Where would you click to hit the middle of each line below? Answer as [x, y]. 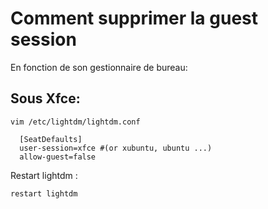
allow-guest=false [58, 157]
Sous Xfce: [45, 98]
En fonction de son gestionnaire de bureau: [99, 67]
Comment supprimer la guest [134, 18]
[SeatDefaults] [51, 139]
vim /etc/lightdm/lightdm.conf [75, 122]
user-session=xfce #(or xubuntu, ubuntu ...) [116, 148]
